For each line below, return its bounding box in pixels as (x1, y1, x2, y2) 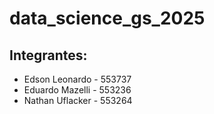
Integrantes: (9, 47, 88, 64)
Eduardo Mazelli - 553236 (23, 84, 132, 96)
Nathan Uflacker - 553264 (23, 95, 133, 106)
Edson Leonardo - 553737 (23, 73, 132, 85)
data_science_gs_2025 (9, 7, 206, 30)
